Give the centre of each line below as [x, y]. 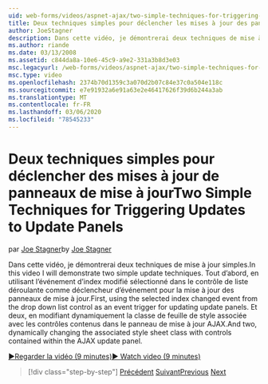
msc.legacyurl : [33, 68]
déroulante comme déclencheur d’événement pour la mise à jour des [121, 290]
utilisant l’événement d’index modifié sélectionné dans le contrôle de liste [128, 281]
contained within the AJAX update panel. [75, 341]
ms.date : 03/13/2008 [43, 53]
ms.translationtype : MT [48, 97]
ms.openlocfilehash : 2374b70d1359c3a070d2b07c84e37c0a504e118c [116, 82]
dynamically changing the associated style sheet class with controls [120, 332]
